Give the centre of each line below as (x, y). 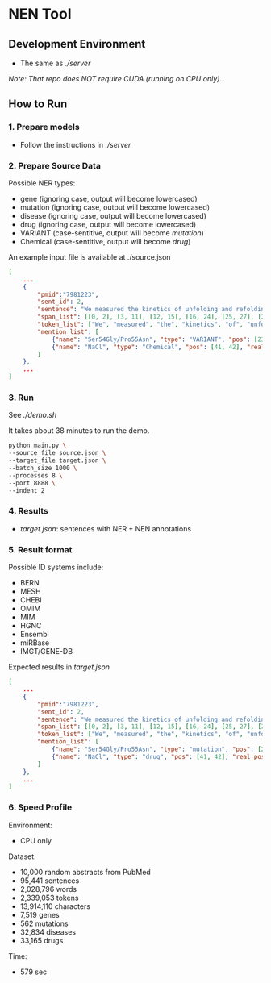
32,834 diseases (48, 931)
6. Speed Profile (40, 807)
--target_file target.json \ (57, 460)
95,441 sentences (50, 881)
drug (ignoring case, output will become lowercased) (108, 224)
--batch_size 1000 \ (43, 469)
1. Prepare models (44, 127)
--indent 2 (27, 490)
